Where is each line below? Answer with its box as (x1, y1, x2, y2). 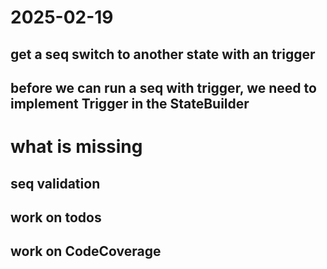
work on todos (10, 209, 102, 226)
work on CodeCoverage (10, 243, 162, 260)
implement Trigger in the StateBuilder (10, 95, 250, 112)
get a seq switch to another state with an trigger (10, 46, 316, 63)
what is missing (10, 136, 143, 158)
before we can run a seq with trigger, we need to (10, 79, 317, 96)
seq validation (10, 175, 101, 192)
